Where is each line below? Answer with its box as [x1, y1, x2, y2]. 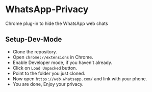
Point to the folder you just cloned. [12, 70, 86, 76]
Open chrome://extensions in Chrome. [12, 54, 93, 60]
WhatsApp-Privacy [5, 4, 89, 15]
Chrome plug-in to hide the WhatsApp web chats [5, 20, 108, 26]
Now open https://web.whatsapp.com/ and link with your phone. [12, 75, 147, 82]
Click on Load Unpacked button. [12, 65, 78, 71]
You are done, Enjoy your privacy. [12, 81, 84, 87]
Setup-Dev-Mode [5, 35, 62, 44]
